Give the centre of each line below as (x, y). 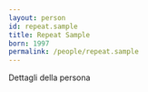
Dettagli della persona (49, 77)
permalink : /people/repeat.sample (74, 52)
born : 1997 (29, 43)
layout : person (37, 18)
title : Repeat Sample (49, 35)
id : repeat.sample (43, 26)
